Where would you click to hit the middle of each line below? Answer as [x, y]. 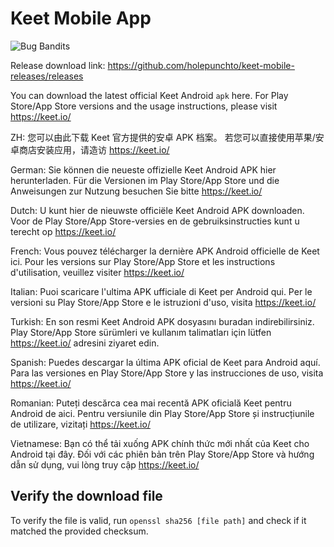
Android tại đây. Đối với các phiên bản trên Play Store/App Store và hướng [162, 454]
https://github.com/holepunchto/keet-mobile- [201, 65]
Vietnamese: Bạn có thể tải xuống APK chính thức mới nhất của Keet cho [160, 443]
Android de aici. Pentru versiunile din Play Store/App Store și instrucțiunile [162, 413]
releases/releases [47, 76]
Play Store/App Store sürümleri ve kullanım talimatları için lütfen [141, 332]
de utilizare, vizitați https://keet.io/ [80, 424]
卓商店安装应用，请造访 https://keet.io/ [90, 149]
